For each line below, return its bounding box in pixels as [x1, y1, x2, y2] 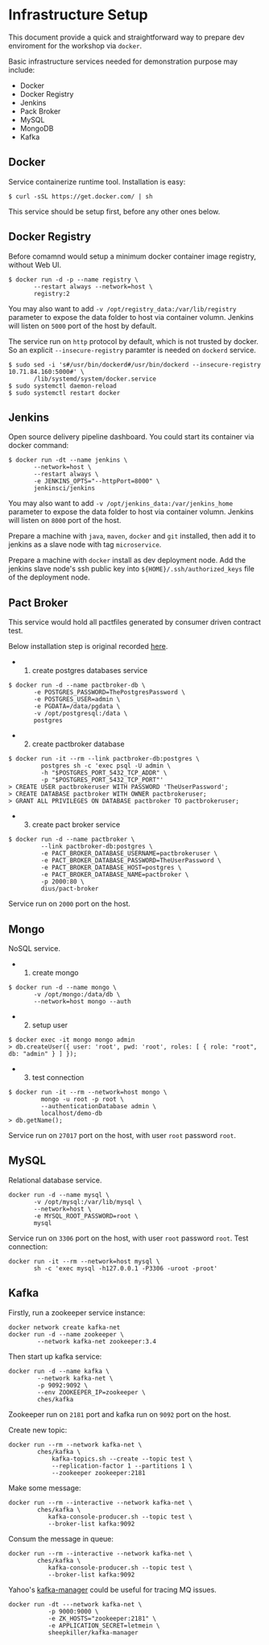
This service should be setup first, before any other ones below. [8, 206, 221, 216]
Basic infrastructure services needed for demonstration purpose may [8, 56, 238, 66]
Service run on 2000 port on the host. [8, 899, 131, 908]
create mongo [31, 968, 79, 977]
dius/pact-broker [40, 885, 99, 893]
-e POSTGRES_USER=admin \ [33, 696, 121, 704]
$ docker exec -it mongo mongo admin [8, 1036, 135, 1044]
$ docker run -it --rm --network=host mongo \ [8, 1088, 168, 1096]
